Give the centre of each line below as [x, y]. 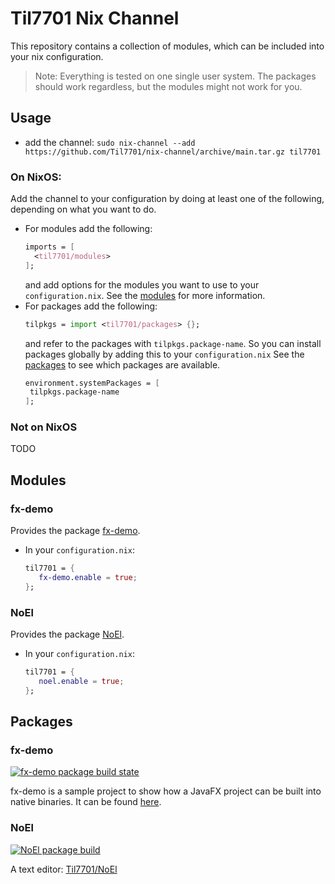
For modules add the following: [88, 229]
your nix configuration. [57, 56]
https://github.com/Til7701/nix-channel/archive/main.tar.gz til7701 [173, 152]
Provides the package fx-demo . [75, 531]
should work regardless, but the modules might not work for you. [168, 86]
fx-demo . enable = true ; [88, 578]
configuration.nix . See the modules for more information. [145, 295]
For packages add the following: [91, 306]
